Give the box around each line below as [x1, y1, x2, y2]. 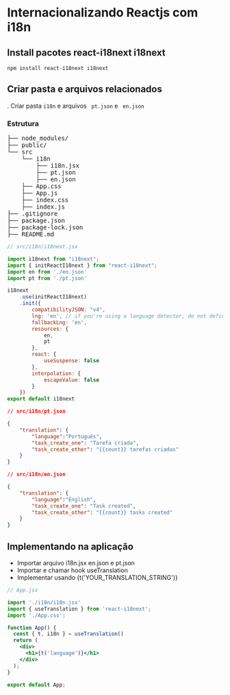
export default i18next [7, 396, 75, 403]
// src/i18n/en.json [7, 471, 66, 478]
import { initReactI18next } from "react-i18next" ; [7, 262, 157, 269]
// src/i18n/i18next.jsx [7, 244, 78, 250]
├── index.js [21, 203, 65, 211]
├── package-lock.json [7, 224, 84, 231]
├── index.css [21, 196, 69, 204]
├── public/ [7, 141, 47, 149]
